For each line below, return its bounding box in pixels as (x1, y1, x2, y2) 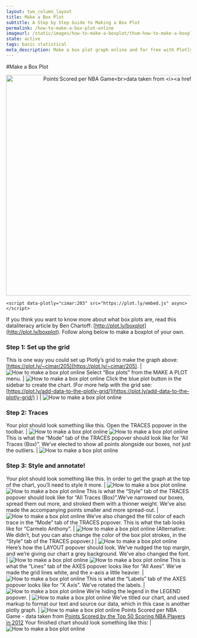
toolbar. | (6, 428, 28, 436)
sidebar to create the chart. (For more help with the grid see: (6, 381, 152, 388)
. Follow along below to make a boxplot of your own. (59, 328, 185, 335)
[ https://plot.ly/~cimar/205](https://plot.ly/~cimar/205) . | (6, 363, 142, 370)
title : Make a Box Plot (6, 14, 64, 20)
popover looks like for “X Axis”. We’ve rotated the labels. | (6, 581, 145, 589)
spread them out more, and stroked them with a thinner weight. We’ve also (6, 500, 186, 507)
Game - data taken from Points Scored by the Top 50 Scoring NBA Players (6, 613, 186, 620)
